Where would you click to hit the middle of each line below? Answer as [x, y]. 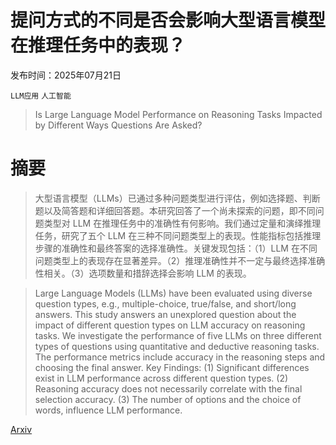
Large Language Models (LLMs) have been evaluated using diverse [173, 293]
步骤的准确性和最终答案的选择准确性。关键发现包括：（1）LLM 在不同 [176, 248]
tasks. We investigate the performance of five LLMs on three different [178, 335]
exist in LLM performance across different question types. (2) [161, 378]
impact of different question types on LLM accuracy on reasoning [170, 325]
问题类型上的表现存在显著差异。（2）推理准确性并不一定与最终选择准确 [180, 260]
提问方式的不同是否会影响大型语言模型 [168, 20]
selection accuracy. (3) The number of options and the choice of [168, 399]
